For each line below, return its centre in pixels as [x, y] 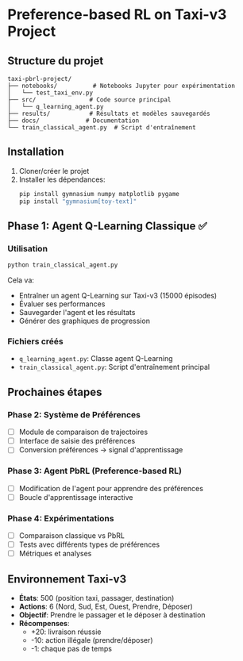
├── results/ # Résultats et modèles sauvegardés [109, 113]
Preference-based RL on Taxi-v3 [117, 15]
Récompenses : [44, 624]
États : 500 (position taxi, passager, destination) [96, 598]
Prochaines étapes [55, 392]
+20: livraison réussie [66, 632]
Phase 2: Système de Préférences [74, 414]
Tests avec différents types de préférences [89, 544]
